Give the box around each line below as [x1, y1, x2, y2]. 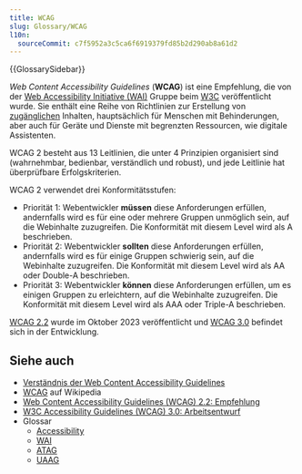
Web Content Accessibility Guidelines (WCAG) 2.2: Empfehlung [22, 397, 261, 407]
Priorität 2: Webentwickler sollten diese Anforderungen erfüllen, [22, 241, 264, 252]
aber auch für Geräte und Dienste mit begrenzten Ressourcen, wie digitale [9, 120, 288, 131]
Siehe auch [9, 353, 75, 368]
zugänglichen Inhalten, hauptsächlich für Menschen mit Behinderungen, [9, 110, 280, 121]
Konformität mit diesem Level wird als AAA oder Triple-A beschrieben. [22, 299, 287, 310]
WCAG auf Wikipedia [22, 386, 102, 397]
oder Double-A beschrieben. [22, 270, 130, 281]
